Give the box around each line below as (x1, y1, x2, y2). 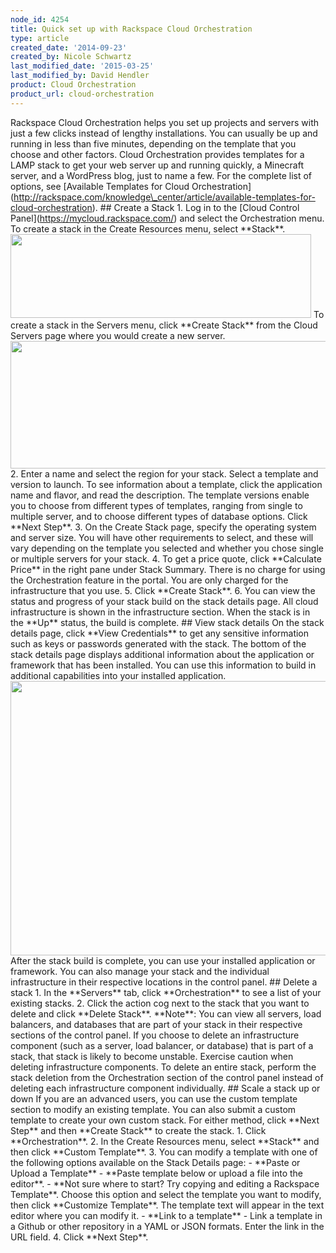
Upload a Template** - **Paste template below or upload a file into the (10, 1167, 303, 1179)
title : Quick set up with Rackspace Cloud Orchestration (10, 24, 253, 34)
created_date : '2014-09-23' (10, 42, 128, 53)
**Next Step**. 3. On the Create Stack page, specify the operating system (10, 521, 317, 533)
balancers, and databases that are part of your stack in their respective (10, 1018, 303, 1030)
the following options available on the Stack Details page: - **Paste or (10, 1156, 301, 1168)
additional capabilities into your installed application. (10, 669, 227, 681)
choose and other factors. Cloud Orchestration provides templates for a (10, 148, 305, 160)
